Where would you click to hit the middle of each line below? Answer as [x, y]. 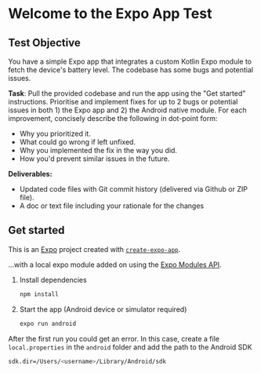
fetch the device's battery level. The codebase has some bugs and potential [130, 70]
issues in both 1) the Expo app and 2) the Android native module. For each [127, 110]
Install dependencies [53, 280]
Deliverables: [30, 174]
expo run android [48, 324]
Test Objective [44, 43]
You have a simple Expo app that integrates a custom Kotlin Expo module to [130, 61]
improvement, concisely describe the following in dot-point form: [113, 118]
